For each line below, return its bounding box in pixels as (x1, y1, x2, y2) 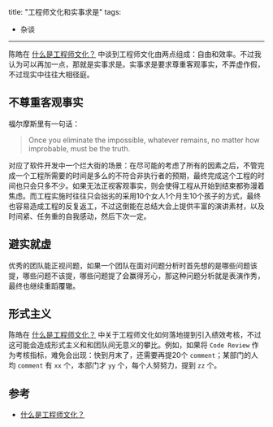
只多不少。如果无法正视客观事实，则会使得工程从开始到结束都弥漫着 (36, 181, 265, 190)
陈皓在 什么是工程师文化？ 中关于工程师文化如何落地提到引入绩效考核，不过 (8, 330, 262, 340)
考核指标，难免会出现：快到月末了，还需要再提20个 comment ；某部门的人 (15, 351, 258, 360)
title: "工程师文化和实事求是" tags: (8, 7, 122, 16)
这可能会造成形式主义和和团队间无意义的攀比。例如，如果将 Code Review (8, 340, 250, 350)
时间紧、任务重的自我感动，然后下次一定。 (8, 211, 151, 221)
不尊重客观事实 (8, 96, 84, 110)
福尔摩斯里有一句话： (8, 119, 80, 129)
